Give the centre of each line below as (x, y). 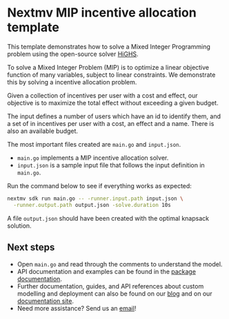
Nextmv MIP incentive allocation (102, 13)
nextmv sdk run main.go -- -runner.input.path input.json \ (96, 199)
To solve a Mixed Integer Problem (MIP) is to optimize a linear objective (108, 67)
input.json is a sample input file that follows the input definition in (111, 165)
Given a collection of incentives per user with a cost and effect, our (102, 95)
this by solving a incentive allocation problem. (72, 82)
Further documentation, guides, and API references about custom (110, 286)
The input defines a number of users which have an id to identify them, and (114, 116)
